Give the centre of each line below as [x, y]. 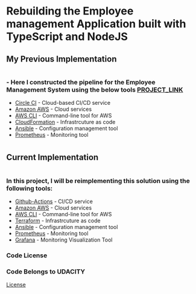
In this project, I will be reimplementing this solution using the [98, 181]
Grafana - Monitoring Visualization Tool [64, 240]
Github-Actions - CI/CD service [54, 201]
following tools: [30, 188]
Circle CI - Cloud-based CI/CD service [62, 103]
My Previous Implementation [62, 59]
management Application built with [96, 24]
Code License [27, 255]
